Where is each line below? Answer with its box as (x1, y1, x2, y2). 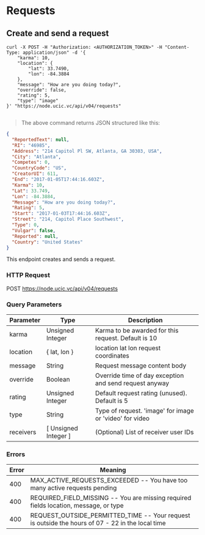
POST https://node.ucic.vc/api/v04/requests (6, 285, 118, 292)
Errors (6, 450, 26, 459)
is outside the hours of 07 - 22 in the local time (30, 519, 166, 528)
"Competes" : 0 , (12, 160, 51, 166)
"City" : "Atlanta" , (12, 153, 62, 160)
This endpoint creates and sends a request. (6, 256, 116, 263)
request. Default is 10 (95, 334, 157, 342)
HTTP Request (6, 271, 51, 279)
